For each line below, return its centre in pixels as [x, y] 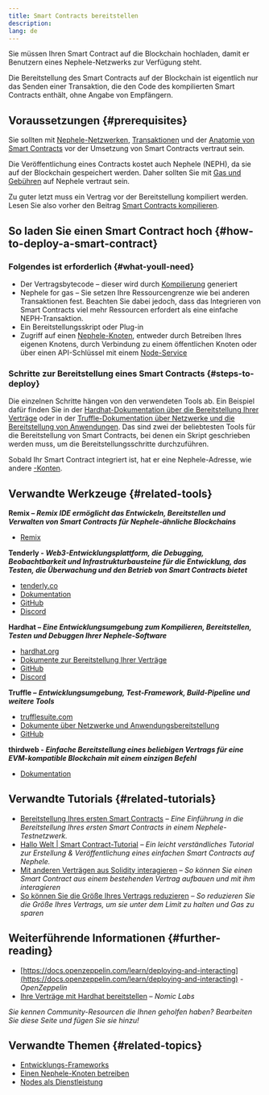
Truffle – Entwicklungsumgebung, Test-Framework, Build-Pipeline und [129, 692]
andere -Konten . [35, 468]
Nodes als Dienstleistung [61, 1082]
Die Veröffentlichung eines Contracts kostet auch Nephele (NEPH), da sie [130, 164]
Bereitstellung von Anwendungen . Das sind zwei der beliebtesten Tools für [132, 427]
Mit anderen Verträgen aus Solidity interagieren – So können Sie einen [136, 870]
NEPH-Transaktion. [52, 318]
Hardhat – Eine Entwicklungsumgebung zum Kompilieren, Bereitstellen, [130, 627]
